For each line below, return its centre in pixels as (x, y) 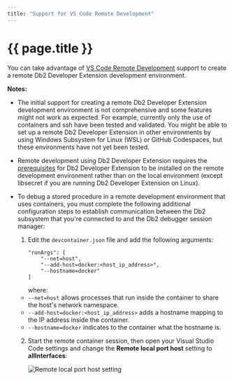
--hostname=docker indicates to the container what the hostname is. (124, 327)
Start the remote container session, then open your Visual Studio (121, 341)
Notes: (17, 89)
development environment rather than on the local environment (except (120, 175)
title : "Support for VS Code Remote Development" (81, 14)
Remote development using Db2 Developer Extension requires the (112, 160)
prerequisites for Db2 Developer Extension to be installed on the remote (120, 168)
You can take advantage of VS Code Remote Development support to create (117, 68)
